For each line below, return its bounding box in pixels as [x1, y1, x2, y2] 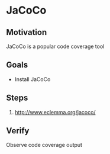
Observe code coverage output [6, 142, 83, 149]
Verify [6, 126, 30, 136]
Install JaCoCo [14, 75, 51, 83]
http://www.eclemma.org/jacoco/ [14, 108, 96, 115]
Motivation [6, 27, 47, 37]
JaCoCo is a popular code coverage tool [6, 43, 105, 50]
